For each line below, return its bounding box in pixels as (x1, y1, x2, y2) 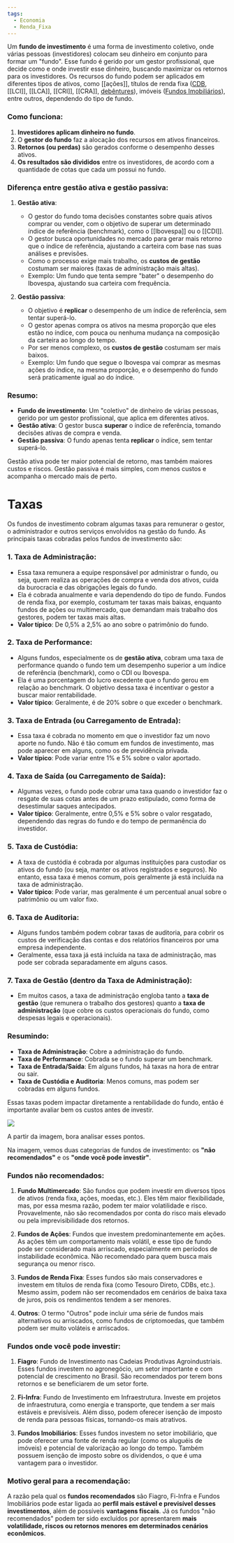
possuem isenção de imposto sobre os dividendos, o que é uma (17, 1451, 202, 1460)
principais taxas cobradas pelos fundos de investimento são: (7, 535, 182, 543)
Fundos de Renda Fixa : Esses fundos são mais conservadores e (17, 1273, 203, 1281)
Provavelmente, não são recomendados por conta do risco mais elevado (17, 1208, 226, 1217)
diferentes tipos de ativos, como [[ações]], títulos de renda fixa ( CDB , (7, 80, 207, 88)
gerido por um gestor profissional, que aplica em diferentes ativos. (17, 414, 210, 422)
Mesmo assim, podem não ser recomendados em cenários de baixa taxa (17, 1287, 227, 1296)
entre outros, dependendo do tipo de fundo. (7, 95, 134, 103)
